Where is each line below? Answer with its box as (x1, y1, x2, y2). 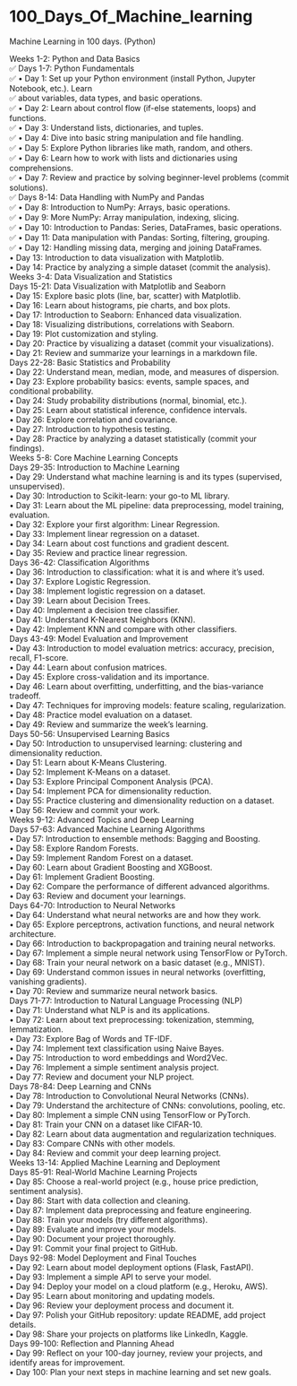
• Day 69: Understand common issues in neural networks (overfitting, (9, 966, 266, 977)
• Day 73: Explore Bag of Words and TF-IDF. (9, 1033, 173, 1044)
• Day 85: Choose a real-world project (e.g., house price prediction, (9, 1176, 259, 1187)
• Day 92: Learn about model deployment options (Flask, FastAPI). (9, 1261, 254, 1272)
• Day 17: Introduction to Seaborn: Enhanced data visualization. (9, 309, 242, 320)
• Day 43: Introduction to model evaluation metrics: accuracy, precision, (9, 643, 275, 654)
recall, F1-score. (9, 652, 69, 663)
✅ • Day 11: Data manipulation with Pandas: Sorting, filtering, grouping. (9, 231, 270, 243)
